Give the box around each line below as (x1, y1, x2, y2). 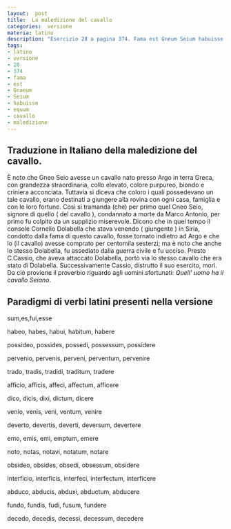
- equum (7, 106, 30, 113)
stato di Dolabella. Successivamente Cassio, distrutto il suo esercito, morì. (7, 261, 217, 269)
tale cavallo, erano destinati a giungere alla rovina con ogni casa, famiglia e (7, 196, 221, 204)
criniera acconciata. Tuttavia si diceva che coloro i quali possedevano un (7, 188, 214, 196)
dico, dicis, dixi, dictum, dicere (7, 394, 94, 403)
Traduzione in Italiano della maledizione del (7, 144, 198, 156)
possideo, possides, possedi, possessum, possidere (7, 341, 156, 349)
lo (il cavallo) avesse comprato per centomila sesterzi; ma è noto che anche (7, 239, 222, 248)
